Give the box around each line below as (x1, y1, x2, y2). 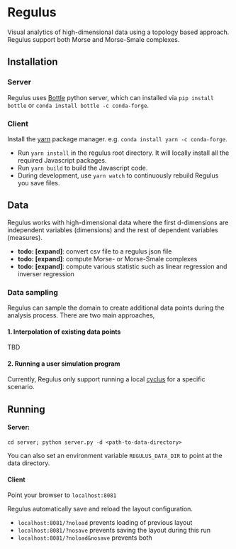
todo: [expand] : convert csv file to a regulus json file (17, 246, 172, 256)
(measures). (7, 233, 43, 241)
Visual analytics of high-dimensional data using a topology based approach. (7, 28, 230, 36)
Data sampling (7, 287, 59, 297)
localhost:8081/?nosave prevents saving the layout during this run (17, 526, 211, 535)
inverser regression (17, 269, 74, 278)
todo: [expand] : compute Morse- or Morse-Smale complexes (17, 254, 198, 263)
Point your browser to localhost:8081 (7, 491, 117, 499)
